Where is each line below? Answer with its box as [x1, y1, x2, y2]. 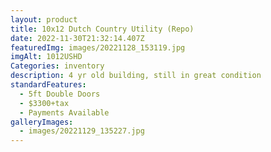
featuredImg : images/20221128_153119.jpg [10, 42, 186, 53]
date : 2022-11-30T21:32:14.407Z [10, 33, 145, 43]
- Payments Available [19, 107, 110, 118]
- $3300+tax [19, 98, 70, 108]
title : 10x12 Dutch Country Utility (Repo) [10, 24, 195, 34]
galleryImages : [10, 117, 74, 127]
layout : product [10, 14, 78, 25]
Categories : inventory [10, 61, 105, 71]
